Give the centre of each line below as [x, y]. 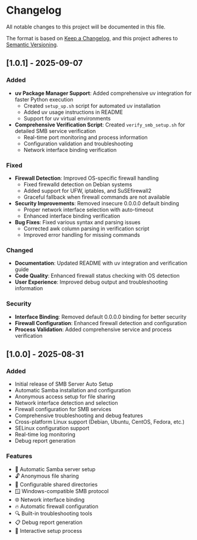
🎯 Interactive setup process [48, 531]
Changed [20, 250]
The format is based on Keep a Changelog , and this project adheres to [92, 38]
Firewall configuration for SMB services [63, 409]
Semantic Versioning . [32, 45]
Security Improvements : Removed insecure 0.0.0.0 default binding [97, 203]
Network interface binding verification [70, 150]
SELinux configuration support [52, 428]
